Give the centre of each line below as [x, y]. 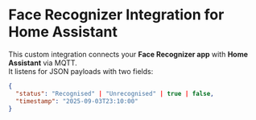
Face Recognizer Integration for [116, 15]
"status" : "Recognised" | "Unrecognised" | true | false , [115, 93]
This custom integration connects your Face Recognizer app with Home [128, 54]
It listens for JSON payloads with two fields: [81, 71]
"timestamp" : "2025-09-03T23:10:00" [77, 101]
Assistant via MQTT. [43, 63]
